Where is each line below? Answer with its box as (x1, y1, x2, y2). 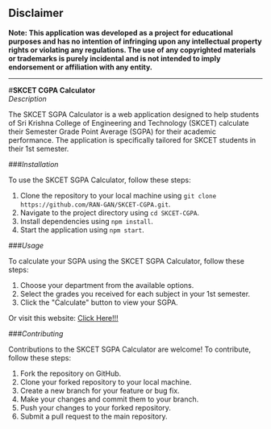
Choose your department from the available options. (19, 280, 194, 289)
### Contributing (8, 328, 64, 338)
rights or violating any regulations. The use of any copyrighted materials (8, 44, 256, 55)
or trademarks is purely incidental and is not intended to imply (8, 53, 221, 63)
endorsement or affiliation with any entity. (8, 62, 153, 72)
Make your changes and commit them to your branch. (19, 394, 199, 404)
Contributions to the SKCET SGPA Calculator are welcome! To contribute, (8, 344, 252, 354)
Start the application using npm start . (19, 225, 144, 235)
